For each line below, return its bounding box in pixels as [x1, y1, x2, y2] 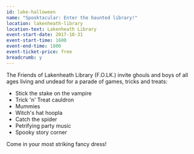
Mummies [15, 102, 41, 110]
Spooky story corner [15, 128, 67, 136]
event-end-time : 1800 [6, 43, 62, 50]
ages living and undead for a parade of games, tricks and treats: [6, 78, 168, 85]
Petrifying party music [15, 122, 71, 129]
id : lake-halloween [6, 9, 56, 15]
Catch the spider [15, 116, 57, 123]
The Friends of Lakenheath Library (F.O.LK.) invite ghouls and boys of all [6, 71, 189, 78]
